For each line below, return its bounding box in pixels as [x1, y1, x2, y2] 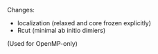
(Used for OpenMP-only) [7, 40, 78, 47]
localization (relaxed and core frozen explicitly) [17, 19, 151, 27]
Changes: [7, 6, 35, 14]
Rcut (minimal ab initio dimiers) [17, 27, 106, 34]
